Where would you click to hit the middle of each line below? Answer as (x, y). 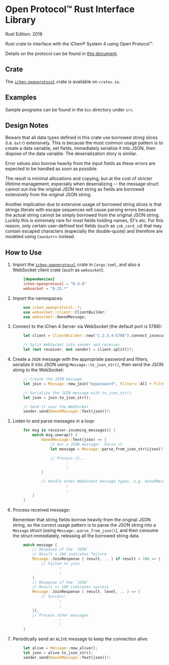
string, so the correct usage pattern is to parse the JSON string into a (84, 525)
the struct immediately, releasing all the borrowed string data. (76, 535)
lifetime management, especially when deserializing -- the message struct (82, 184)
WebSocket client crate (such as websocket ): (58, 270)
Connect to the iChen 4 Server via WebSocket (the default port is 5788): (87, 326)
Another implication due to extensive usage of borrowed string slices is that (83, 204)
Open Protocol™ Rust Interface (70, 9)
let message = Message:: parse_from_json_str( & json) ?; (108, 449)
